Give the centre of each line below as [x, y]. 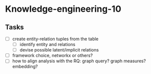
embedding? [25, 67]
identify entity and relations [47, 45]
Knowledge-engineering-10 [63, 9]
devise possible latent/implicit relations [59, 50]
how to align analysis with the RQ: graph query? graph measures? [79, 61]
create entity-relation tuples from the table [55, 39]
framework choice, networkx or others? [52, 55]
